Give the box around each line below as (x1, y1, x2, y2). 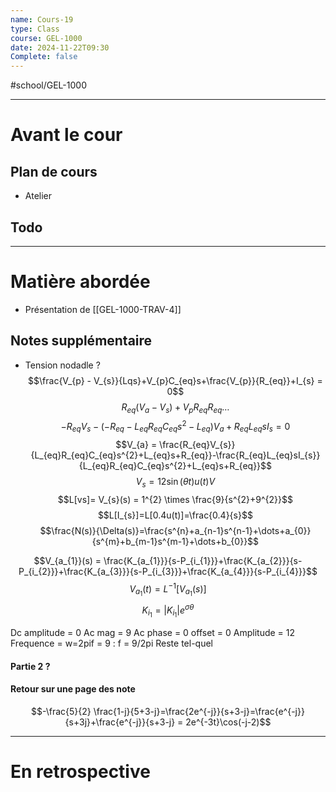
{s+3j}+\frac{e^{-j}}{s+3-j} (64, 716, 176, 728)
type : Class (10, 24, 60, 34)
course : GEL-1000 (10, 33, 83, 43)
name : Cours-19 (10, 14, 74, 25)
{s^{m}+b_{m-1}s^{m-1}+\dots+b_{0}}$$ (91, 535, 260, 547)
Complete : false (10, 52, 78, 62)
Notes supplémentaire (10, 332, 153, 350)
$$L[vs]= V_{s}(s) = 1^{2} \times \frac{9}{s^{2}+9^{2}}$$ (57, 493, 293, 505)
